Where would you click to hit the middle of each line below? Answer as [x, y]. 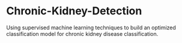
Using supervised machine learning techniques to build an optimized [91, 27]
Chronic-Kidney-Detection [74, 11]
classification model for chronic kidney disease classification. [82, 33]
